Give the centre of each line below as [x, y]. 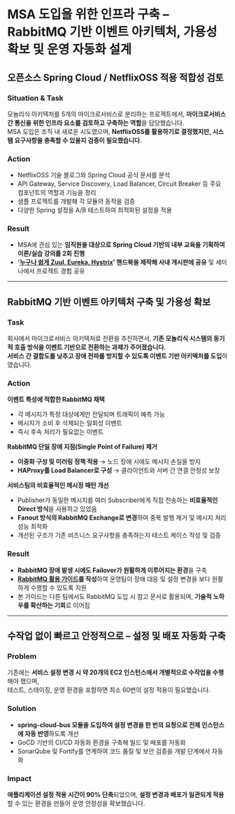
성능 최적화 [33, 527]
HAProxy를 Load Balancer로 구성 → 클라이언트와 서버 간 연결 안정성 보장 [119, 470]
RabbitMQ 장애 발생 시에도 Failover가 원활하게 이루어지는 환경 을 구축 [112, 570]
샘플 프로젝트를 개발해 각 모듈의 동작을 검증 [76, 201]
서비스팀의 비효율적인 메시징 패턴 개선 [58, 485]
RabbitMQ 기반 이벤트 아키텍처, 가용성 [112, 32]
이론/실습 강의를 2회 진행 [51, 254]
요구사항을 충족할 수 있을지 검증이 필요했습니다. [78, 140]
